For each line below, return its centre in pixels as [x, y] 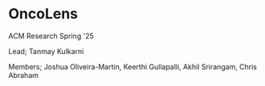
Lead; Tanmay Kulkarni [46, 51]
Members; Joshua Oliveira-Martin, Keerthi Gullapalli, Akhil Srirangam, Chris [133, 66]
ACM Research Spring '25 [51, 36]
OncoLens [43, 14]
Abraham [23, 75]
